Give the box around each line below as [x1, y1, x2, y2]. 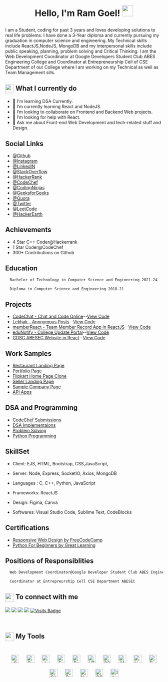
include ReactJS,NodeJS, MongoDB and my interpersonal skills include [5, 43, 152, 49]
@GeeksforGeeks [12, 190, 49, 196]
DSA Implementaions [12, 422, 56, 428]
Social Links [5, 139, 44, 148]
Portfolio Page [12, 368, 42, 374]
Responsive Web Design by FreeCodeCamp [12, 537, 103, 543]
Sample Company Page [12, 384, 61, 390]
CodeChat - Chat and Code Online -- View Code [12, 313, 110, 320]
